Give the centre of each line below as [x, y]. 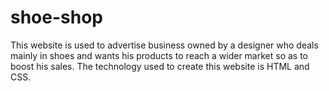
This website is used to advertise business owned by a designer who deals [164, 45]
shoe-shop [56, 17]
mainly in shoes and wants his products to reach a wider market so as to [159, 55]
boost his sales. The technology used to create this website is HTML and [160, 66]
